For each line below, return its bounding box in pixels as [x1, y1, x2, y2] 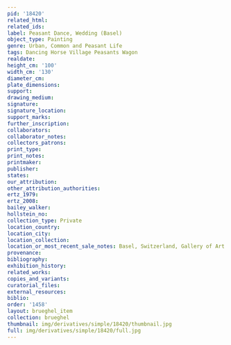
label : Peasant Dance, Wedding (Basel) [7, 29, 123, 37]
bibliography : [7, 256, 49, 263]
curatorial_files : [7, 282, 60, 289]
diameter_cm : [7, 74, 45, 82]
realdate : [7, 56, 36, 63]
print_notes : [7, 152, 45, 160]
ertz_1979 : [7, 191, 39, 198]
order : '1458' [7, 301, 49, 308]
